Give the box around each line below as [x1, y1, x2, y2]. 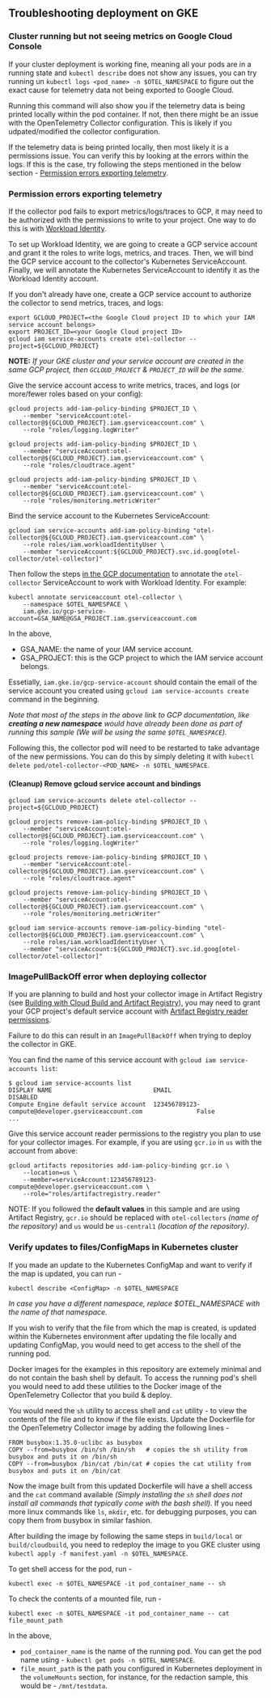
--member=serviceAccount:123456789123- [23, 1176, 158, 1184]
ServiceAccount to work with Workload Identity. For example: [43, 578, 248, 587]
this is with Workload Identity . [8, 223, 107, 233]
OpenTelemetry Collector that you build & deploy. [8, 1390, 172, 1399]
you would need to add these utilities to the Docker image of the [8, 1381, 222, 1391]
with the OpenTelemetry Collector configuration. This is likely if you [8, 117, 232, 128]
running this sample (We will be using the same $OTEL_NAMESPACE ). [8, 727, 227, 737]
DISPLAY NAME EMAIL [8, 1086, 172, 1095]
